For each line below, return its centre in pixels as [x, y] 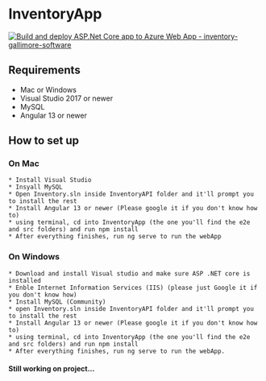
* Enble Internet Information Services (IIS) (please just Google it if [133, 288]
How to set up [44, 141]
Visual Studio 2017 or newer [66, 98]
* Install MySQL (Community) [57, 302]
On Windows [34, 257]
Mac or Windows [48, 89]
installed [25, 280]
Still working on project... [52, 369]
